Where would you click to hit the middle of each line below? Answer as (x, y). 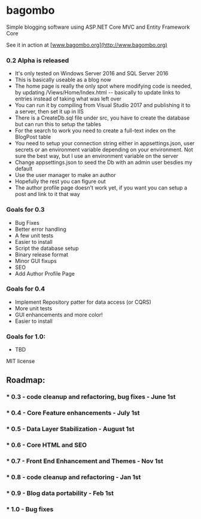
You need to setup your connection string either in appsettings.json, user (105, 144)
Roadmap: (26, 380)
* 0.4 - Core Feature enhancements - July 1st (73, 413)
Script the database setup (47, 248)
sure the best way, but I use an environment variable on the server (96, 156)
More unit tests (33, 308)
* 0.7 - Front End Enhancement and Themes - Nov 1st (85, 461)
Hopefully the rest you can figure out (60, 181)
